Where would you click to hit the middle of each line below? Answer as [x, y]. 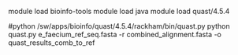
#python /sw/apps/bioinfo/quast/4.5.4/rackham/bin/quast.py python [119, 26]
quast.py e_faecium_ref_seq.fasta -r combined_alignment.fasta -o [115, 34]
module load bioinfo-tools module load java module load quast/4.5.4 [119, 11]
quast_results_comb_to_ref [52, 43]
